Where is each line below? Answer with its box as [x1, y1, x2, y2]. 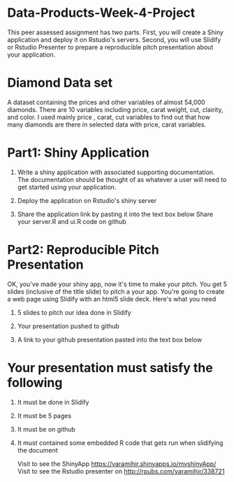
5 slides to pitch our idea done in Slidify [17, 308, 131, 316]
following [7, 374, 63, 390]
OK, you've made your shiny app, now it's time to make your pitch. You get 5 [7, 280, 228, 288]
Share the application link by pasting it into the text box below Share [17, 210, 214, 218]
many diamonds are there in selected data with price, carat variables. [7, 120, 207, 129]
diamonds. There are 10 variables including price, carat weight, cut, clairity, [7, 105, 224, 113]
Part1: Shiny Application [7, 145, 149, 161]
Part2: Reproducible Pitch [7, 242, 159, 257]
